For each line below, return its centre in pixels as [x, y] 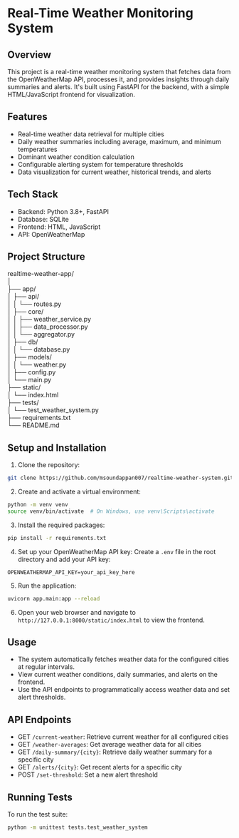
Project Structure [46, 257]
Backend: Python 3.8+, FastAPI [63, 211]
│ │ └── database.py [39, 349]
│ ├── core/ [26, 312]
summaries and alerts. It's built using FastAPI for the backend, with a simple [118, 87]
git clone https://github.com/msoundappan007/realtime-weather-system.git [121, 478]
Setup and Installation [57, 448]
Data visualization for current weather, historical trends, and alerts [115, 172]
